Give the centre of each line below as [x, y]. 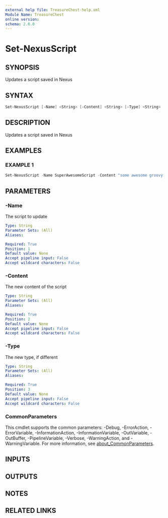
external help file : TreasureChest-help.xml [53, 10]
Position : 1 [18, 249]
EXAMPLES [23, 151]
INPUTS [18, 459]
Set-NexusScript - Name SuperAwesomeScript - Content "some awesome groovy [84, 175]
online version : [22, 19]
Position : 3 [18, 390]
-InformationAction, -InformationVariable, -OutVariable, [92, 433]
